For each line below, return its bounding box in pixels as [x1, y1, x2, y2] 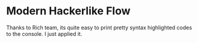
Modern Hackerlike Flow [6, 4, 131, 18]
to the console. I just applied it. [6, 30, 82, 37]
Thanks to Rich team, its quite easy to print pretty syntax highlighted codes [6, 24, 193, 31]
